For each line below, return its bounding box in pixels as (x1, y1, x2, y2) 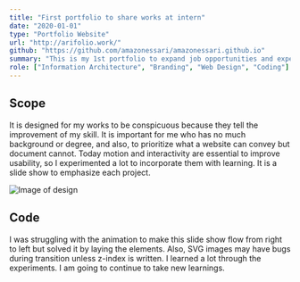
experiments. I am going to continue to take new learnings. (9, 262, 225, 273)
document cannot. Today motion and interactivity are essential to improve (9, 148, 280, 159)
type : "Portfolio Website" (9, 29, 110, 38)
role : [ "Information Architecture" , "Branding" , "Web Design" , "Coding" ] (9, 63, 290, 72)
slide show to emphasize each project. (9, 167, 151, 178)
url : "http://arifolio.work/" (9, 37, 122, 47)
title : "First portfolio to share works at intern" (9, 12, 205, 22)
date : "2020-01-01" (9, 21, 82, 30)
